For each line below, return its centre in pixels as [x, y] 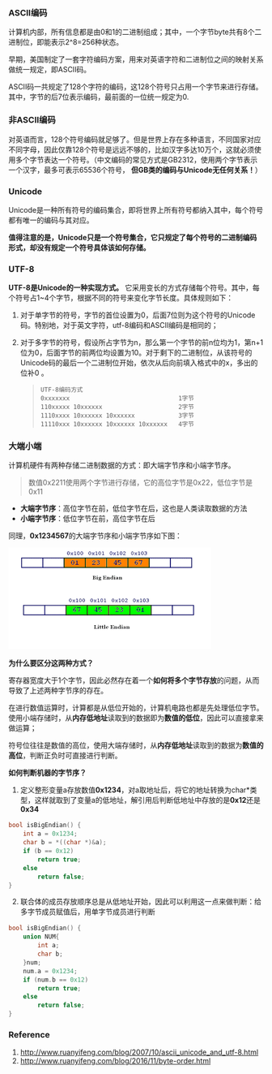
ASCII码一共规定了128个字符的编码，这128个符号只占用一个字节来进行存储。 [136, 87]
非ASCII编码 [32, 120]
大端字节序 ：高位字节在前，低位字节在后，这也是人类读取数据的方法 [134, 508]
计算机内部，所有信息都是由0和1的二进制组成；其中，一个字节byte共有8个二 [135, 32]
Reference [29, 1035]
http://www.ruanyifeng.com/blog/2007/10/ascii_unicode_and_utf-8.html [139, 1052]
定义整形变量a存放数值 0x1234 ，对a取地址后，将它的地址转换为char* [135, 790]
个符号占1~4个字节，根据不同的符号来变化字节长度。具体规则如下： [121, 298]
